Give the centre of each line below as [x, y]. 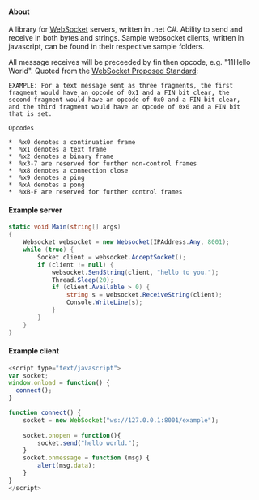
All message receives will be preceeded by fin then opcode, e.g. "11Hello [129, 62]
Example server [36, 210]
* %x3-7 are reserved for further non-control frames [103, 164]
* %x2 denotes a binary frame [61, 157]
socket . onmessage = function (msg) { [87, 458]
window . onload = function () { [59, 383]
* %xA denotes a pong [47, 185]
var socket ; [28, 376]
